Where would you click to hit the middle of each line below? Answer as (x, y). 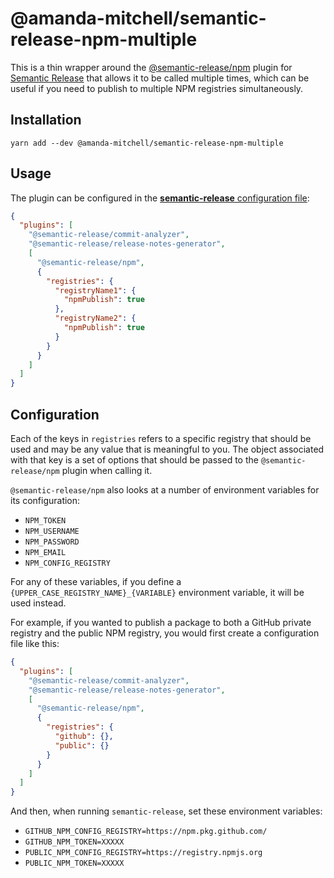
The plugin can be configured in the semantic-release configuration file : (160, 198)
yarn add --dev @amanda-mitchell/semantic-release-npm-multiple (147, 143)
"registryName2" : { (95, 318)
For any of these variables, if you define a (96, 581)
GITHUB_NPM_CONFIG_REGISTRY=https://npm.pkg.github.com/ (146, 832)
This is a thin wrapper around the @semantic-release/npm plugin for (151, 67)
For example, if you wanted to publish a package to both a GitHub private (161, 622)
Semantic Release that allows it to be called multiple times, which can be (160, 78)
